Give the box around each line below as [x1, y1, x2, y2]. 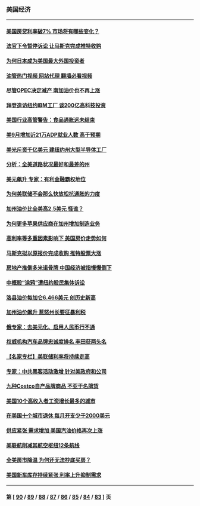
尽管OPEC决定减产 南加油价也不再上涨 [6, 87, 101, 94]
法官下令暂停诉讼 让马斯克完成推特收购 [6, 42, 102, 50]
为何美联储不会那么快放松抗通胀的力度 [6, 190, 100, 198]
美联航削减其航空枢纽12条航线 [6, 441, 80, 449]
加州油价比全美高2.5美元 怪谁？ [6, 205, 84, 213]
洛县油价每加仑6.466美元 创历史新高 [6, 294, 96, 301]
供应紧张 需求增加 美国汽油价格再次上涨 [6, 427, 103, 434]
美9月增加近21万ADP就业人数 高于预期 [6, 131, 101, 139]
